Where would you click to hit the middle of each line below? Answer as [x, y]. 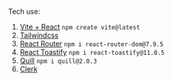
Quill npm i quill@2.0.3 [58, 60]
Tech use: [25, 12]
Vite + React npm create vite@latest [80, 27]
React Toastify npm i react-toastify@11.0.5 [92, 52]
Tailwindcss [39, 35]
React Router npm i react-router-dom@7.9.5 [92, 44]
